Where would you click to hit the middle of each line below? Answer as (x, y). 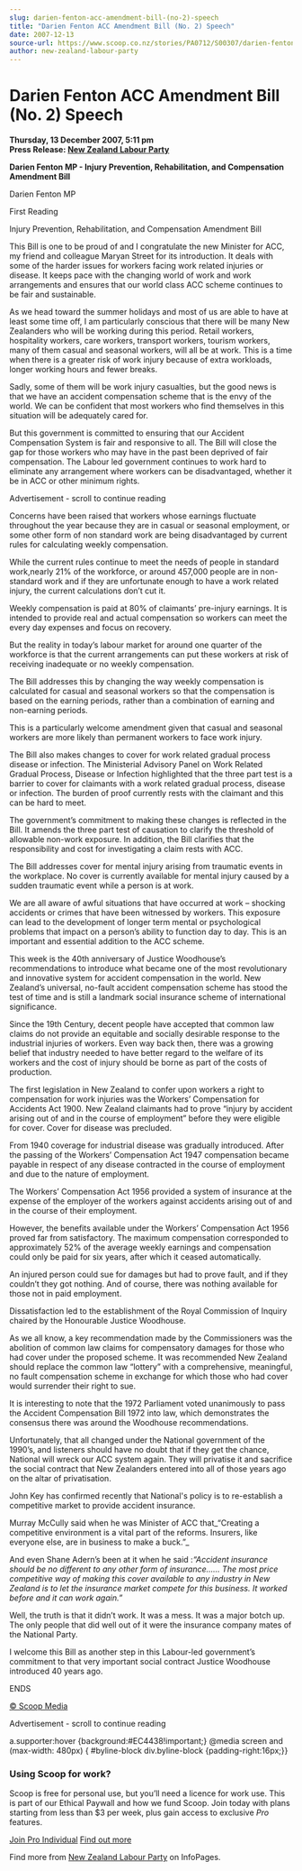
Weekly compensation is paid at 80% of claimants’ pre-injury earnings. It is (148, 609)
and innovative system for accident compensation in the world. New (135, 978)
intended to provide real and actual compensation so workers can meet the (148, 618)
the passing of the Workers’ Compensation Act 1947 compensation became (149, 1155)
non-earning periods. (49, 711)
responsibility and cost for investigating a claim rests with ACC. (126, 849)
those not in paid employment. (66, 1294)
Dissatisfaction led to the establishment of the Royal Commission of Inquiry (148, 1311)
